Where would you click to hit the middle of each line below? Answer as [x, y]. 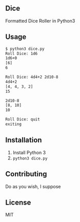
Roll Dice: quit [23, 119]
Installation [24, 140]
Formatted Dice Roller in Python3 [40, 21]
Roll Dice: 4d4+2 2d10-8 [32, 77]
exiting [14, 124]
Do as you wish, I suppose [33, 186]
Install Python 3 [29, 152]
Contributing [26, 174]
